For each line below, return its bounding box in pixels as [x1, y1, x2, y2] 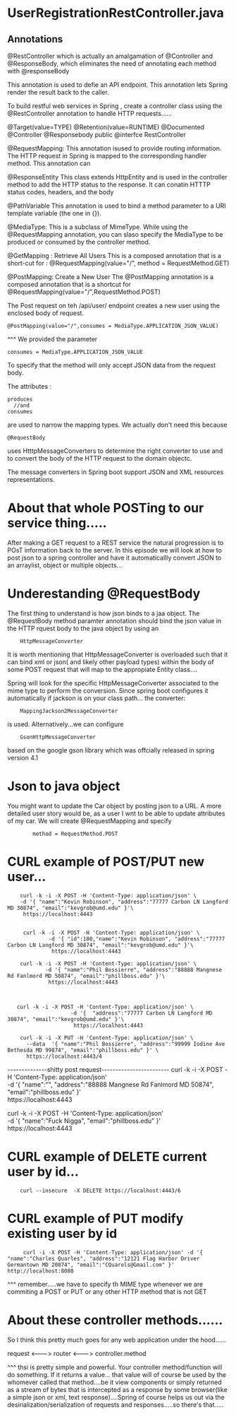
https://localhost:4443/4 [25, 1053, 102, 1060]
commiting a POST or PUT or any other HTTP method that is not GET [7, 1287, 207, 1296]
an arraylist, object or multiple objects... [7, 560, 123, 570]
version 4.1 [7, 753, 39, 762]
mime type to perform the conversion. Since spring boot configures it [7, 686, 209, 695]
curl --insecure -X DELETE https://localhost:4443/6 [20, 1187, 181, 1194]
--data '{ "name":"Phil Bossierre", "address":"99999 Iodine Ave [25, 1040, 225, 1047]
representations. [7, 476, 55, 483]
